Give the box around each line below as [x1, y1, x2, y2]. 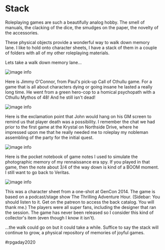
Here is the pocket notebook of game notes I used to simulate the [5, 154, 138, 160]
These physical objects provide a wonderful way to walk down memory [5, 39, 150, 45]
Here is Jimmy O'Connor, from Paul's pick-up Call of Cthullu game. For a [5, 79, 152, 84]
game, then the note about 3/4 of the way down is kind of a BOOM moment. [5, 164, 159, 170]
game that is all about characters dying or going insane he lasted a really [5, 83, 153, 89]
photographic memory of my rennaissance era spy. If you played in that [5, 159, 150, 165]
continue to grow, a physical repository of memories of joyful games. [5, 229, 145, 235]
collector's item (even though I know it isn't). [5, 214, 96, 220]
